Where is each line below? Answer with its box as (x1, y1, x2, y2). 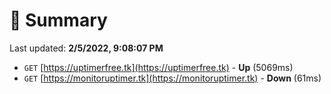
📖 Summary (9, 9, 108, 32)
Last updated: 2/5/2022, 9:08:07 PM (9, 42, 164, 54)
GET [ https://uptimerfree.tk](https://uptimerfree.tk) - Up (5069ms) (23, 61, 294, 73)
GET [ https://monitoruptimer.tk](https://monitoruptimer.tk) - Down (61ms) (23, 72, 322, 84)
